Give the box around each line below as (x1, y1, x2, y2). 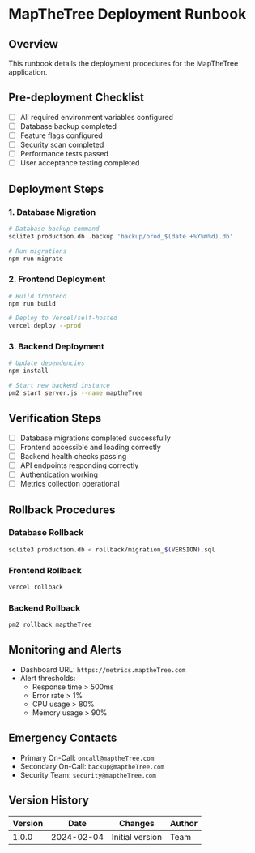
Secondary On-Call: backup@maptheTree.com (19, 761, 164, 771)
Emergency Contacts (8, 731, 117, 745)
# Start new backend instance (8, 382, 111, 390)
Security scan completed (19, 139, 104, 149)
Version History (8, 794, 89, 808)
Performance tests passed (19, 149, 109, 159)
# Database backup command (8, 225, 100, 233)
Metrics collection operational (19, 479, 120, 489)
